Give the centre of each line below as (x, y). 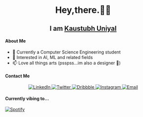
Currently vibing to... (27, 98)
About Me (16, 41)
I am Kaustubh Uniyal (83, 29)
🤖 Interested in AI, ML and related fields (52, 57)
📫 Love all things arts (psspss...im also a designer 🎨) (66, 63)
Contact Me (18, 76)
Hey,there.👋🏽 (83, 10)
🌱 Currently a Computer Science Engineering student (67, 52)
